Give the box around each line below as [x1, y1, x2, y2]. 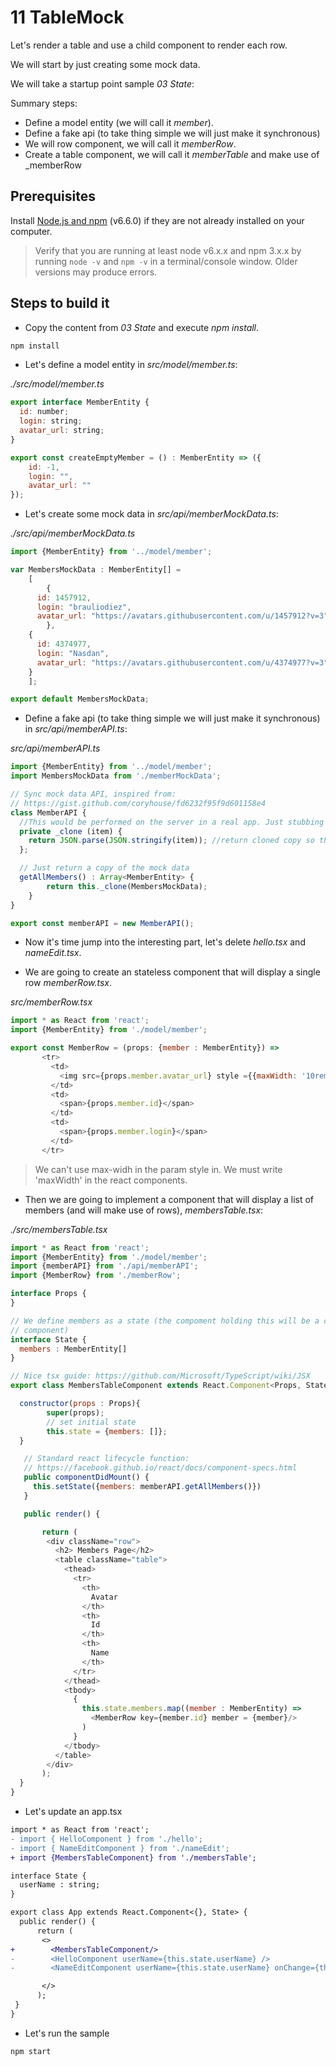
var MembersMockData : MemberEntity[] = [10, 565, 182, 575]
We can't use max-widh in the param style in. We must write [34, 1163, 283, 1175]
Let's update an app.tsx [24, 1806, 123, 1818]
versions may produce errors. [34, 266, 158, 278]
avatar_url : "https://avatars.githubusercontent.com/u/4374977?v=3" [36, 657, 329, 668]
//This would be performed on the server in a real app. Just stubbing [19, 817, 325, 827]
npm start [10, 2046, 52, 2056]
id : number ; [19, 407, 70, 417]
